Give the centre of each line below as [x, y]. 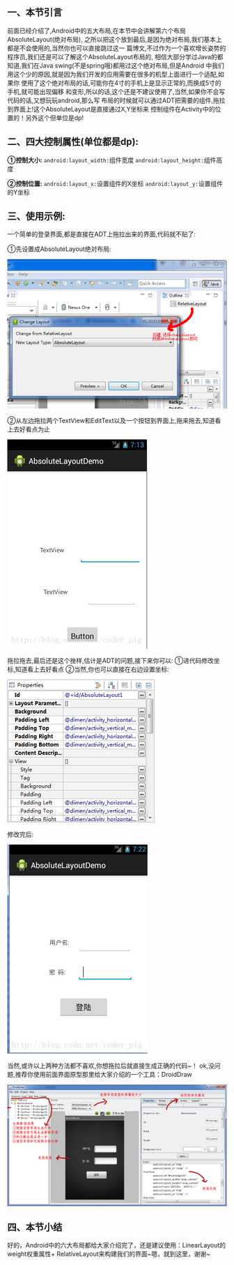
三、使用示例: [37, 216]
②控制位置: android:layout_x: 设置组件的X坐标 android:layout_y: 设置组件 [115, 183]
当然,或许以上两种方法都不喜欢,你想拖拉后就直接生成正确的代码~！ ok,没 [111, 1066]
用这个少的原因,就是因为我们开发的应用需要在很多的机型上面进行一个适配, [113, 74]
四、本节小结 [35, 1227]
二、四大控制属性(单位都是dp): [73, 142]
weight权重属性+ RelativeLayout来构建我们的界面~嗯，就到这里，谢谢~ [109, 1254]
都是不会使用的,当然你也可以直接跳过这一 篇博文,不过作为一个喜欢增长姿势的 [117, 48]
